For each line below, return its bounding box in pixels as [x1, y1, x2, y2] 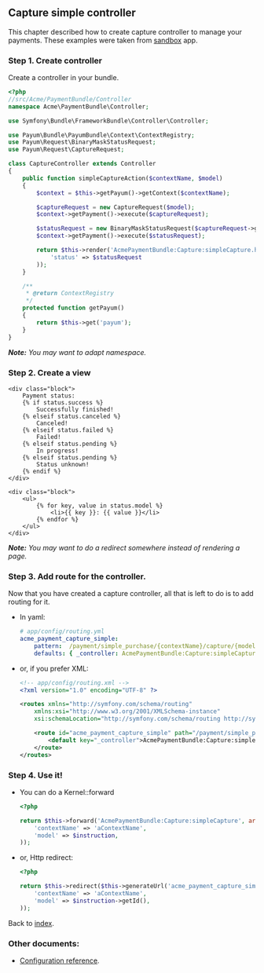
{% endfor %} [36, 515, 79, 523]
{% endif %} [22, 467, 61, 475]
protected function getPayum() [22, 304, 125, 313]
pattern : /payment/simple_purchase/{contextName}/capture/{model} [34, 642, 259, 650]
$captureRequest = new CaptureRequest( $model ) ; [36, 203, 195, 211]
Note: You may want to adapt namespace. [8, 347, 147, 357]
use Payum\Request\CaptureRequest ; [8, 145, 125, 154]
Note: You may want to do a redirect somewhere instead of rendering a [8, 543, 240, 552]
